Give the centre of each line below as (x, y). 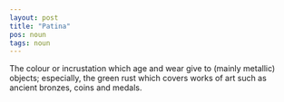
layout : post (34, 18)
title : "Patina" (40, 26)
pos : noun (28, 34)
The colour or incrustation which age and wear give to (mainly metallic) (142, 69)
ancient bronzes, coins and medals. (76, 88)
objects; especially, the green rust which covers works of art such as (138, 79)
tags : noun (30, 43)
